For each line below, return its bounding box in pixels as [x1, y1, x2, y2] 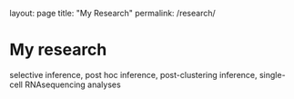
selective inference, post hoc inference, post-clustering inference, [9, 69, 258, 80]
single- [259, 69, 286, 80]
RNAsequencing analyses [24, 79, 121, 90]
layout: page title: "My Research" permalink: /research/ [9, 8, 216, 18]
